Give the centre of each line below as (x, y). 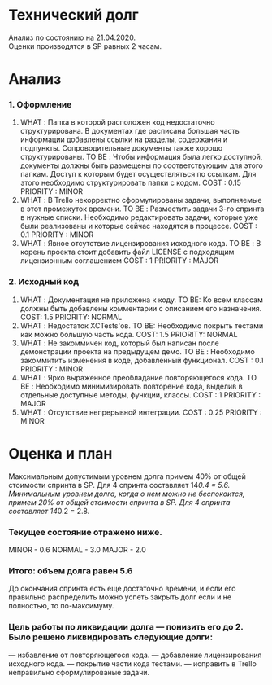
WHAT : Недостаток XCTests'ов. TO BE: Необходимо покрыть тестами (142, 325)
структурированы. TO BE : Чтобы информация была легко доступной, (141, 157)
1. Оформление (40, 105)
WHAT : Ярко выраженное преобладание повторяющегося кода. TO (138, 377)
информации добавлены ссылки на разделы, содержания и (124, 139)
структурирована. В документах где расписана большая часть (130, 131)
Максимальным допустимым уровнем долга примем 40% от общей (127, 476)
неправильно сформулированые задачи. (79, 672)
